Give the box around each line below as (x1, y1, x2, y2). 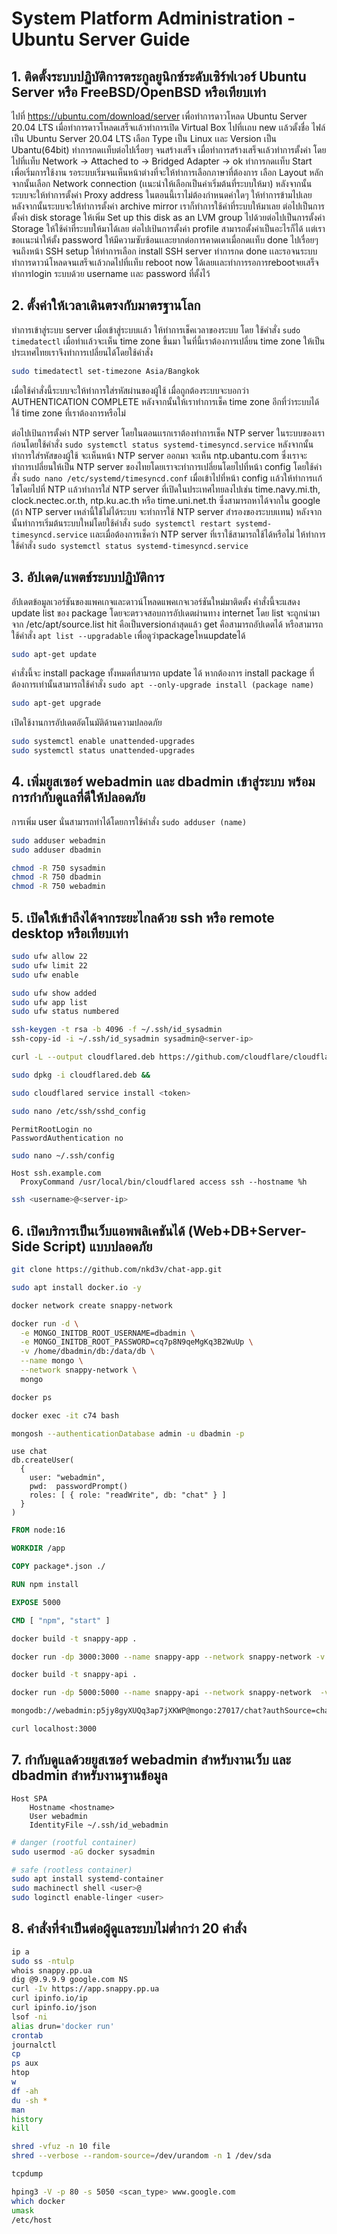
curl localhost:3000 (11, 1724, 98, 1734)
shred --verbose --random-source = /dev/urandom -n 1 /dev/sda (11, 2151, 272, 2161)
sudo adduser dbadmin (11, 845, 102, 855)
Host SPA (11, 1793, 48, 1804)
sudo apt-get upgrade (11, 698, 102, 709)
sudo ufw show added (11, 988, 98, 998)
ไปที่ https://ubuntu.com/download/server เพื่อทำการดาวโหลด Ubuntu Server (11, 110, 308, 122)
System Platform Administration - (11, 7, 296, 30)
